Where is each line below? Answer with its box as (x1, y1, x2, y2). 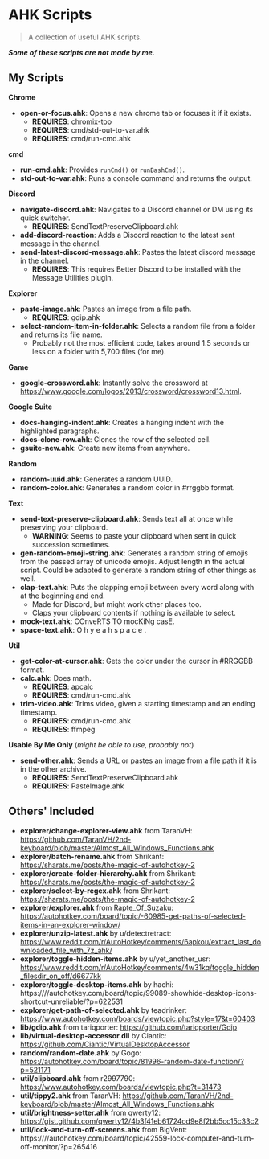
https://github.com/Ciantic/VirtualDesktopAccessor (19, 1039, 190, 1049)
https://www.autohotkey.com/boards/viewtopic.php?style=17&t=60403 (19, 1014, 255, 1023)
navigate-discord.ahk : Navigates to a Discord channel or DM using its (19, 204, 254, 214)
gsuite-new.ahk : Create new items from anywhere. (19, 443, 190, 453)
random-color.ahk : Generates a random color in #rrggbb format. (19, 482, 235, 492)
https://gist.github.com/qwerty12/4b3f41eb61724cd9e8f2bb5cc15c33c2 (19, 1116, 259, 1126)
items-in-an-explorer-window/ (19, 919, 121, 929)
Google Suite (8, 402, 52, 412)
